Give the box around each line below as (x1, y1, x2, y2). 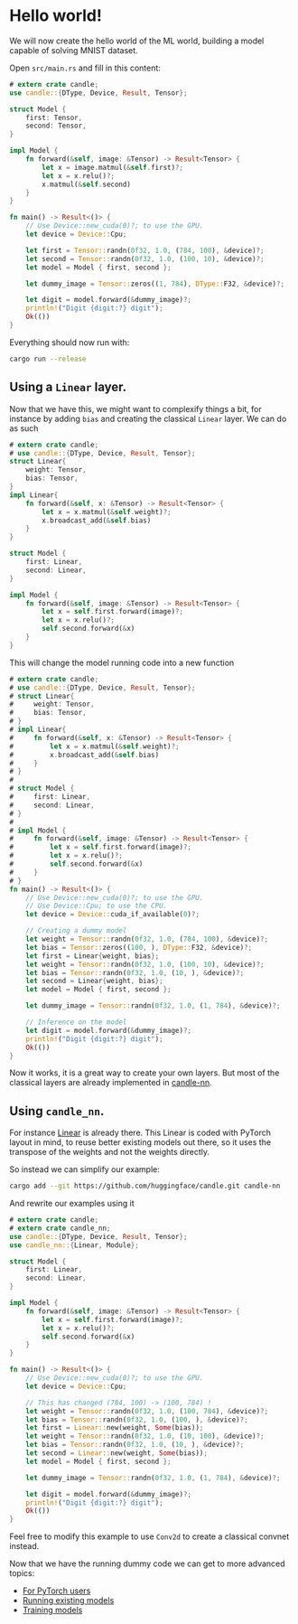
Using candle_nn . (9, 1103, 105, 1119)
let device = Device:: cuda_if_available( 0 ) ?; (25, 910, 200, 919)
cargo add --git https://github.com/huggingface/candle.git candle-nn (9, 1181, 281, 1191)
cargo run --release (9, 354, 88, 363)
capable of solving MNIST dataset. (9, 44, 138, 55)
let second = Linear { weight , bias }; (25, 977, 164, 986)
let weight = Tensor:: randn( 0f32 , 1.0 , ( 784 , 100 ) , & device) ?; (25, 934, 269, 943)
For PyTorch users (22, 1585, 91, 1596)
